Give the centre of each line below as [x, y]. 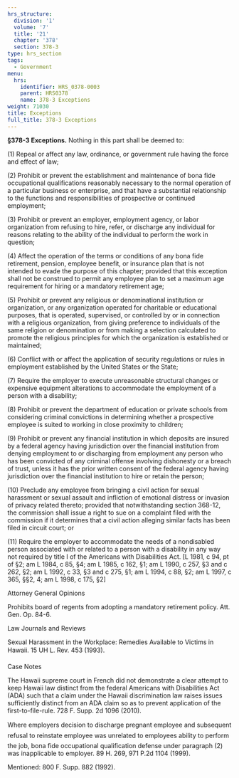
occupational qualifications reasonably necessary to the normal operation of [119, 183]
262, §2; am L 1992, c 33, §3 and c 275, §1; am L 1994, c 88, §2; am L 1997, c [119, 572]
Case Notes [25, 666]
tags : [15, 61]
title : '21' [32, 34]
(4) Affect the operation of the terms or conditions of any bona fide [106, 256]
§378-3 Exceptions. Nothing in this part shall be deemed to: [96, 140]
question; [21, 242]
